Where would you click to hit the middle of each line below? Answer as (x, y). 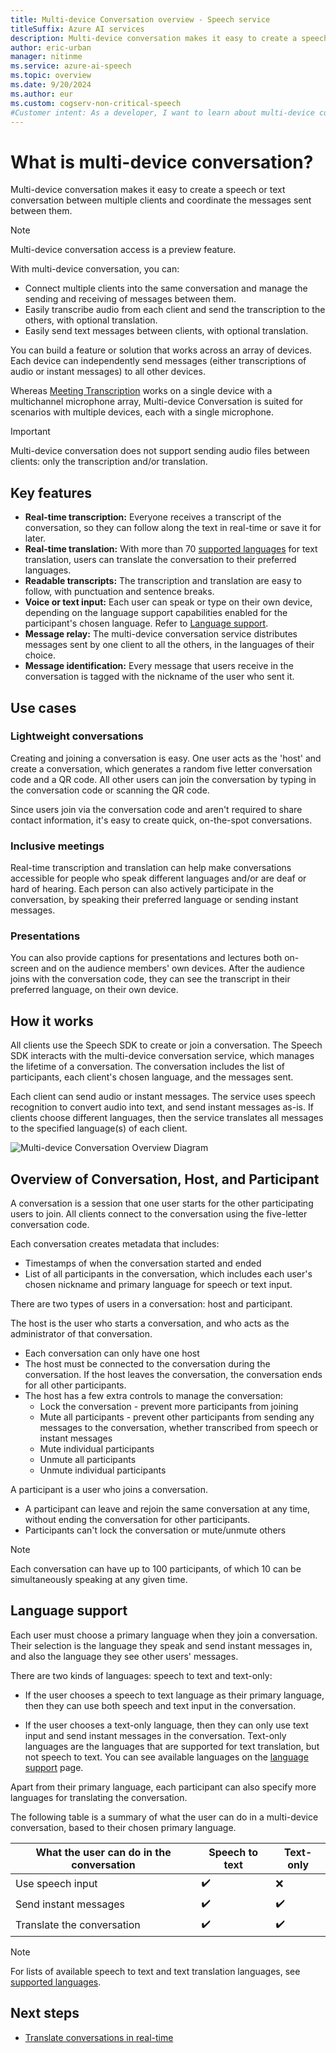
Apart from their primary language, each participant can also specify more (163, 1787)
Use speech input (56, 1884)
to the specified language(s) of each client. (99, 1128)
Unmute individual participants (103, 1470)
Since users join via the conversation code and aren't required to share (156, 809)
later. (35, 538)
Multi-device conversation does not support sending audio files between (160, 451)
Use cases (43, 707)
